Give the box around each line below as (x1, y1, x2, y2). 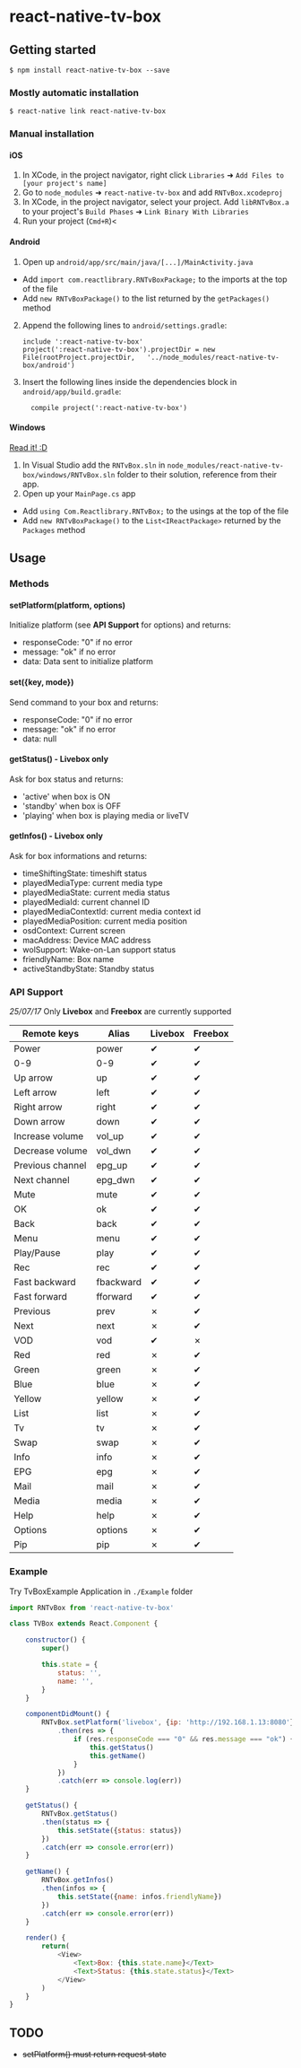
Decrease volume (13, 1144, 88, 1157)
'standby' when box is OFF (21, 801, 122, 811)
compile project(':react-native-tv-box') (30, 403, 188, 412)
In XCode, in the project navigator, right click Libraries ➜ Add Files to (21, 170, 285, 180)
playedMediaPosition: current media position (21, 916, 188, 926)
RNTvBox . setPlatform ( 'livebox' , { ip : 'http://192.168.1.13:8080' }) (41, 1718, 298, 1727)
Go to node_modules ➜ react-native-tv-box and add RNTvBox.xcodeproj (21, 187, 284, 198)
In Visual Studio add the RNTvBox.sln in (21, 460, 166, 470)
